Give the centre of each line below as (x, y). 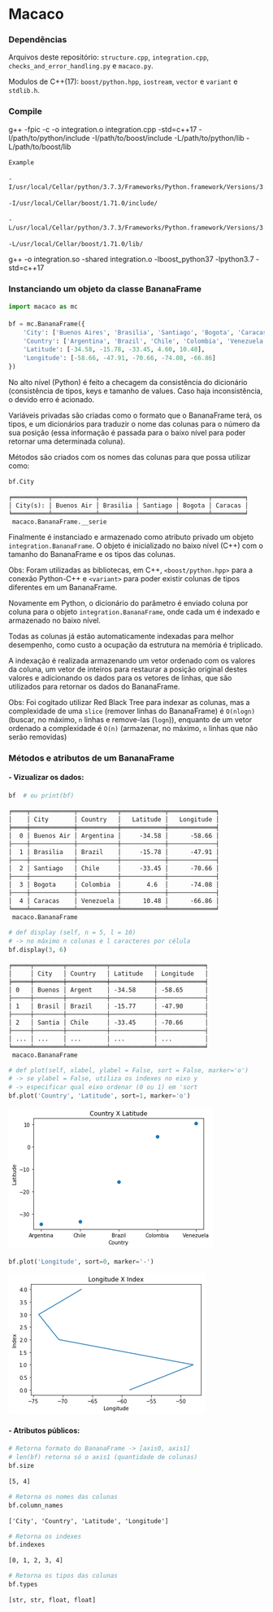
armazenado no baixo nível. (55, 620)
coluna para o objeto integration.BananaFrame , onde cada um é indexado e (134, 611)
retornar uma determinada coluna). (67, 441)
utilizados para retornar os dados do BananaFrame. (94, 686)
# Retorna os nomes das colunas (63, 1496)
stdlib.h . (24, 90)
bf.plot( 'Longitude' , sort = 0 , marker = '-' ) (81, 1262)
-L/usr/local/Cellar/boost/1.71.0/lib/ (76, 244)
